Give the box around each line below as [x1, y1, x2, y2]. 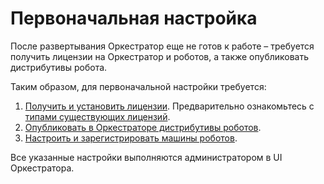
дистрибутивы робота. [10, 61, 108, 73]
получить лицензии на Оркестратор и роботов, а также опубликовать [10, 50, 310, 62]
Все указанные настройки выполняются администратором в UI [10, 151, 283, 163]
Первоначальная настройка [10, 7, 258, 30]
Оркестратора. [10, 162, 75, 174]
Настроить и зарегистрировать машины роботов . [24, 132, 238, 144]
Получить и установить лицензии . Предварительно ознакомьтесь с [24, 100, 315, 112]
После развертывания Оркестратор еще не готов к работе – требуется [10, 40, 315, 52]
